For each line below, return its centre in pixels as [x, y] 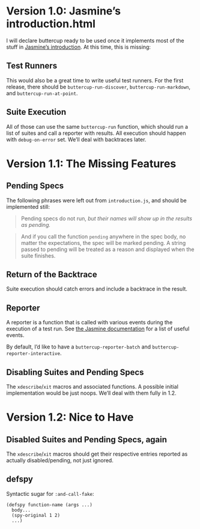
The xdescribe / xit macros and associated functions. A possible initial [92, 387]
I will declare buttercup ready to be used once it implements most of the [95, 40]
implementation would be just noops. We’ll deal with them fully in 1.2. [91, 393]
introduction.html [51, 24]
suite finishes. [38, 255]
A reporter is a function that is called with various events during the [89, 323]
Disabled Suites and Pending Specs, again [86, 440]
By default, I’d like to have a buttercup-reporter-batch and [79, 347]
